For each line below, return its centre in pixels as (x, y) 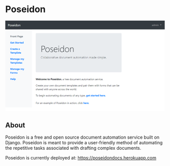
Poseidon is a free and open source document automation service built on (82, 137)
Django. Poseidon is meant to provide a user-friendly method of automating (84, 142)
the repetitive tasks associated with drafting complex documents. (73, 148)
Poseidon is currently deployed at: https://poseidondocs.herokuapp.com (81, 157)
